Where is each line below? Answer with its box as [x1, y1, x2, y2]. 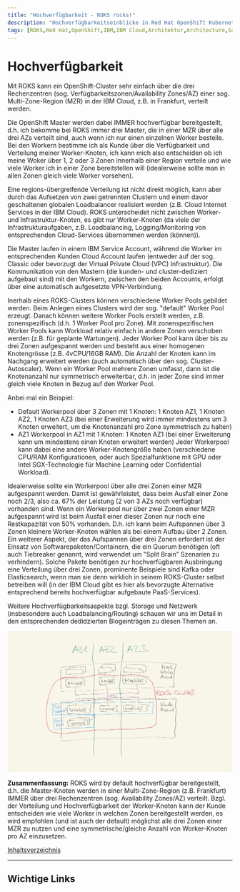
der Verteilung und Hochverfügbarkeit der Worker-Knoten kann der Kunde [7, 801, 226, 810]
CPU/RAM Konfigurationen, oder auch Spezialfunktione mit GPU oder [17, 453, 222, 462]
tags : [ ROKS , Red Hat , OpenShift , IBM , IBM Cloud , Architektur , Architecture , [7, 26, 229, 34]
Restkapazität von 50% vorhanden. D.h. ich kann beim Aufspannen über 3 [7, 520, 226, 528]
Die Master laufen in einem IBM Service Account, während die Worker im [7, 245, 222, 253]
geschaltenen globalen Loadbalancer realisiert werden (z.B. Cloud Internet [7, 201, 227, 209]
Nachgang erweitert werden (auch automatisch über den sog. [7, 357, 189, 365]
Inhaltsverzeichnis [7, 846, 61, 854]
